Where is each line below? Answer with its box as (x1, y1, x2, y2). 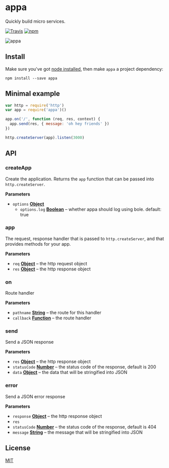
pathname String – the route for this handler (12, 310, 102, 316)
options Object (12, 201, 44, 207)
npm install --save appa (5, 75, 58, 81)
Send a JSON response (5, 339, 54, 345)
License (5, 444, 31, 452)
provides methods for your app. (5, 241, 71, 247)
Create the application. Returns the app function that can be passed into (5, 176, 154, 182)
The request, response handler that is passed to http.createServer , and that (5, 236, 164, 242)
